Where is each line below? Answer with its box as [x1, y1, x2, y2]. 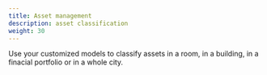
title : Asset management [8, 11, 92, 20]
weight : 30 [8, 27, 45, 35]
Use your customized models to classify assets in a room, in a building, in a [8, 49, 259, 59]
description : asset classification [8, 19, 129, 27]
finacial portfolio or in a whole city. [8, 57, 124, 67]
